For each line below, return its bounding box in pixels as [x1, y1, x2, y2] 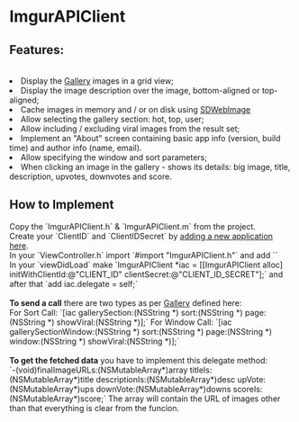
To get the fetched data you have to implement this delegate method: [9, 355, 268, 365]
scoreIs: [232, 383, 263, 394]
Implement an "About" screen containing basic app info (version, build [21, 133, 281, 143]
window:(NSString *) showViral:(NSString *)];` [9, 336, 180, 346]
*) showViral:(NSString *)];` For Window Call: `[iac [47, 317, 232, 328]
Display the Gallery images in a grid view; [21, 76, 174, 86]
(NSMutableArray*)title [9, 373, 95, 384]
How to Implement [9, 197, 114, 212]
